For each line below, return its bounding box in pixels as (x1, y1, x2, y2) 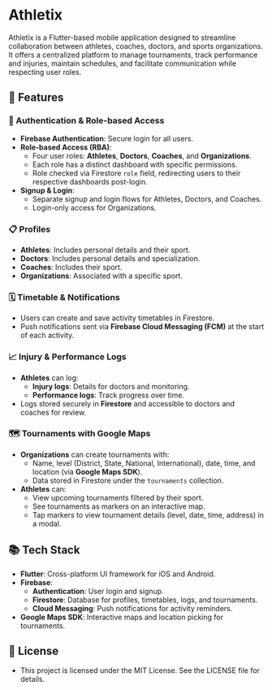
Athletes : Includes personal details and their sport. (19, 245, 191, 254)
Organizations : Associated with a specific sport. (19, 271, 183, 280)
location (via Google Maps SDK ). (32, 467, 143, 476)
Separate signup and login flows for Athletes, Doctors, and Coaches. (32, 193, 262, 204)
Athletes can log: (19, 372, 79, 383)
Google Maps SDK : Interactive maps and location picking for (19, 612, 223, 622)
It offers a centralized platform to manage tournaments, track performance (8, 50, 258, 59)
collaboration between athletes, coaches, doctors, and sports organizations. (8, 41, 264, 50)
